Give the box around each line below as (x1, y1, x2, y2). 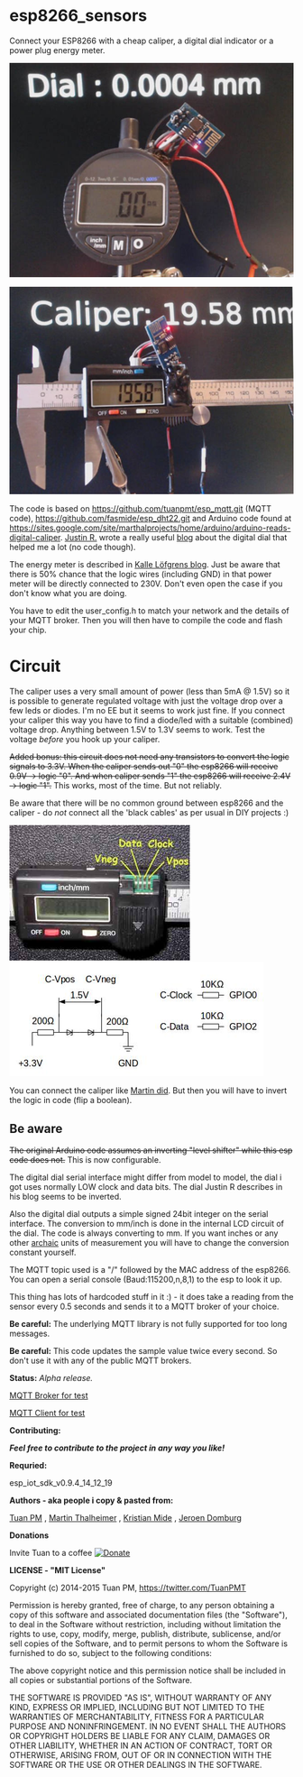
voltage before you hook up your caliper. (9, 734, 161, 745)
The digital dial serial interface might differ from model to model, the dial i (9, 1172, 282, 1183)
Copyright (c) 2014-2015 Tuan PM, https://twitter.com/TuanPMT (9, 1582, 246, 1593)
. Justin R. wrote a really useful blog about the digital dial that (60, 532, 288, 543)
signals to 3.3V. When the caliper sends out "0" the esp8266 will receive (9, 761, 279, 772)
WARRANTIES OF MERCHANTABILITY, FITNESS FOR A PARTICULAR (9, 1711, 264, 1722)
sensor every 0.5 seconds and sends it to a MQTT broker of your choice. (9, 1301, 280, 1312)
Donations (9, 1530, 50, 1541)
